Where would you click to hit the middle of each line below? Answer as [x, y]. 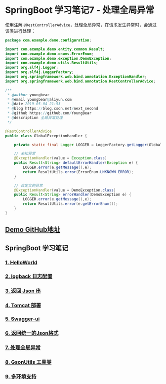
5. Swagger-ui [22, 319]
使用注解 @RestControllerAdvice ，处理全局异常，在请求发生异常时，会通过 [81, 25]
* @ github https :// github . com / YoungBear [49, 113]
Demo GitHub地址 [33, 230]
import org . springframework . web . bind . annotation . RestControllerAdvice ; [80, 81]
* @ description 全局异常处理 [35, 118]
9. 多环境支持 [21, 377]
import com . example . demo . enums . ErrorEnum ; [49, 54]
